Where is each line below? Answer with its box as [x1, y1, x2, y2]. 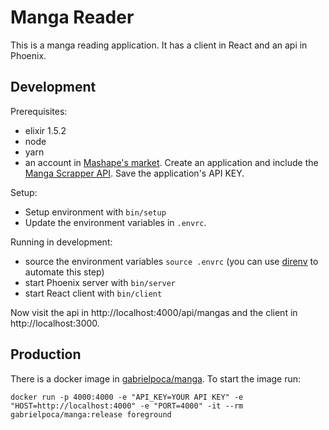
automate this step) [24, 266, 105, 278]
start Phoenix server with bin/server [24, 276, 176, 288]
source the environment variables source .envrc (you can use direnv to [24, 255, 319, 267]
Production [10, 346, 82, 363]
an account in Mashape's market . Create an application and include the [24, 156, 319, 168]
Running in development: [10, 236, 113, 248]
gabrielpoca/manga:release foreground [10, 409, 172, 420]
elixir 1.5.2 [24, 124, 67, 136]
